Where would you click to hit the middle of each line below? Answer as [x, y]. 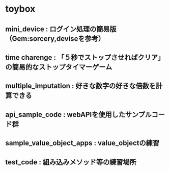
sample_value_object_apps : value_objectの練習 [82, 143]
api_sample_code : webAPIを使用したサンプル [78, 115]
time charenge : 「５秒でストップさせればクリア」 [85, 57]
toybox [20, 9]
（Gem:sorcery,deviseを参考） [55, 39]
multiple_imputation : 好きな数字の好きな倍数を [81, 86]
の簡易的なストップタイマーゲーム [59, 67]
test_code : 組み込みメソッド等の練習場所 [71, 162]
